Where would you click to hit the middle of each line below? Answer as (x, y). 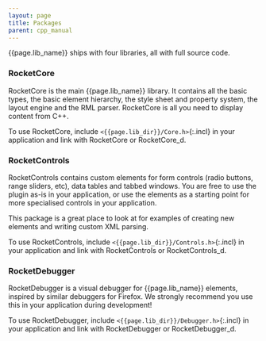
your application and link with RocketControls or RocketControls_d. (118, 250)
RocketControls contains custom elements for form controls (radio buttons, (131, 177)
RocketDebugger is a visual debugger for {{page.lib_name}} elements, (123, 288)
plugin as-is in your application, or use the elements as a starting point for (129, 194)
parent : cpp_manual (40, 30)
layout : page (30, 15)
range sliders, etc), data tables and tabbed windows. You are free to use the (132, 186)
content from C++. (39, 116)
